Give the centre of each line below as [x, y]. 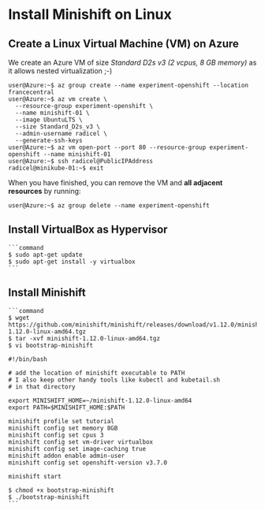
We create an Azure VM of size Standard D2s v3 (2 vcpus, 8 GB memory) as [132, 62]
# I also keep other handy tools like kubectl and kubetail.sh [114, 380]
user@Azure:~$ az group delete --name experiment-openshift [109, 206]
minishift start [35, 476]
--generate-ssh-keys [49, 140]
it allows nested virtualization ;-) [60, 71]
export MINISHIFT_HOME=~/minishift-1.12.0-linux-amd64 [100, 400]
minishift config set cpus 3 [56, 435]
